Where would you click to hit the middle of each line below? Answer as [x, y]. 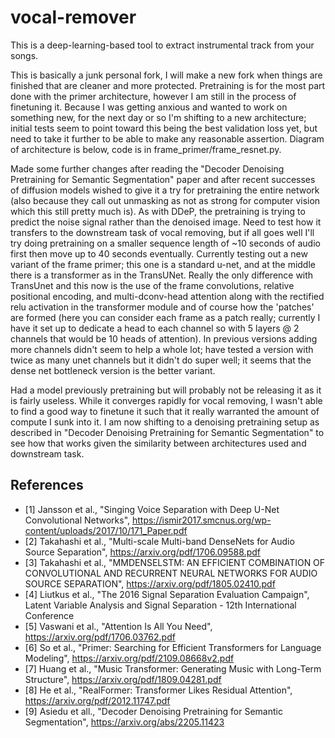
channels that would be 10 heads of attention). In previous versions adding [164, 338]
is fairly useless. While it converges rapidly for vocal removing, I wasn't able [166, 400]
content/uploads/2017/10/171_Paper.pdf [106, 530]
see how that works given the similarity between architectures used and [158, 443]
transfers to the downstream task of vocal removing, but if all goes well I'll [162, 232]
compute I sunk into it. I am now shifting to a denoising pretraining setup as [165, 422]
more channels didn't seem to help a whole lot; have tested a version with [162, 349]
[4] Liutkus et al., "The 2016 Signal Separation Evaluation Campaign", [167, 594]
